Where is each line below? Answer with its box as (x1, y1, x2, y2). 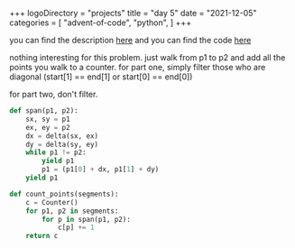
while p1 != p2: (25, 148, 88, 157)
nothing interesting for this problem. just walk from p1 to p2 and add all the (9, 52, 286, 62)
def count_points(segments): (9, 189, 119, 198)
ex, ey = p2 (25, 123, 70, 132)
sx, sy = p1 (25, 115, 70, 124)
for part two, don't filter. (9, 89, 98, 99)
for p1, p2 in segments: (25, 207, 119, 216)
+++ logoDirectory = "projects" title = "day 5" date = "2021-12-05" (9, 8, 257, 18)
